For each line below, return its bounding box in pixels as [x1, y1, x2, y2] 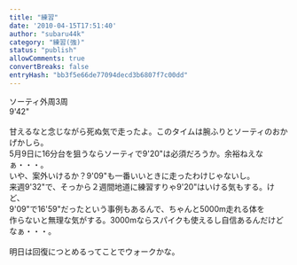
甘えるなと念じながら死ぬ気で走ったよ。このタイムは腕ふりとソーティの [9, 126, 273, 136]
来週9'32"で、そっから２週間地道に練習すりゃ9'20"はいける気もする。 [9, 181, 268, 191]
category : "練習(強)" [9, 37, 85, 47]
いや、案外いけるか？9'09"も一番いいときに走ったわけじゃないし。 [9, 170, 255, 181]
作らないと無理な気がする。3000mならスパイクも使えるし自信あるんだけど [9, 214, 284, 225]
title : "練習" [9, 12, 59, 22]
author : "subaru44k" [9, 29, 86, 38]
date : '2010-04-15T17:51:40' [9, 21, 117, 30]
